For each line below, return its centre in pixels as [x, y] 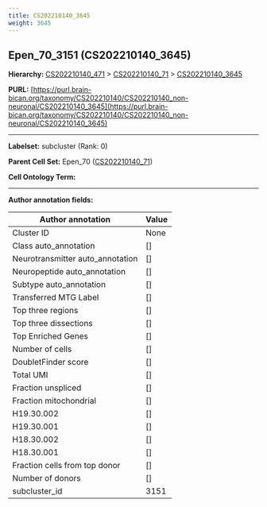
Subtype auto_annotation [59, 284]
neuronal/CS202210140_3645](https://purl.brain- [88, 106]
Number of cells [42, 349]
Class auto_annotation [54, 246]
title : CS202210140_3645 [49, 15]
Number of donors [46, 478]
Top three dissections [52, 323]
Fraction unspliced [47, 388]
